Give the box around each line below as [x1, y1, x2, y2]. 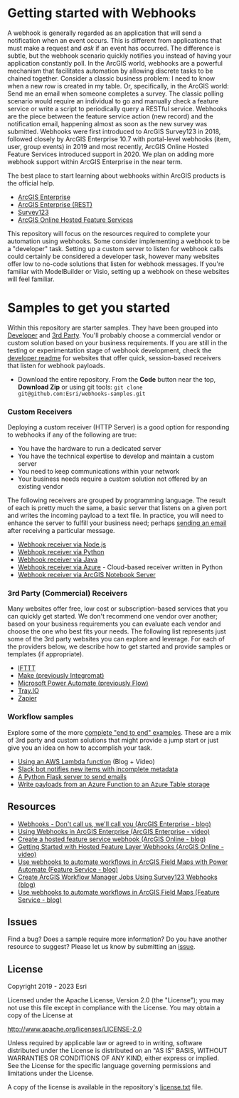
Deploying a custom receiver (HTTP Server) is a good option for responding [7, 423, 230, 432]
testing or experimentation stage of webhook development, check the [7, 346, 212, 355]
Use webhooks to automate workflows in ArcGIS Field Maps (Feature [17, 888, 220, 896]
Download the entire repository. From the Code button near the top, [17, 375, 216, 383]
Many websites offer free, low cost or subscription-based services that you [7, 604, 228, 613]
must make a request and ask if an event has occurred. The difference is [7, 44, 221, 52]
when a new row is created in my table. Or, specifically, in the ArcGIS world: [7, 81, 229, 90]
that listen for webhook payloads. [7, 361, 105, 370]
